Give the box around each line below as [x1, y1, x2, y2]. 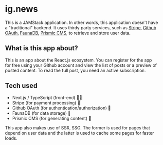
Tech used [5, 82, 37, 90]
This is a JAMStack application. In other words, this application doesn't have [5, 20, 158, 25]
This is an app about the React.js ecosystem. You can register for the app [5, 57, 152, 63]
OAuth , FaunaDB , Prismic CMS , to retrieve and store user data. [5, 30, 130, 36]
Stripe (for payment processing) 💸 [12, 100, 81, 105]
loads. [5, 135, 18, 141]
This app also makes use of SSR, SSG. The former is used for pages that [5, 124, 150, 130]
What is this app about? [5, 44, 78, 52]
